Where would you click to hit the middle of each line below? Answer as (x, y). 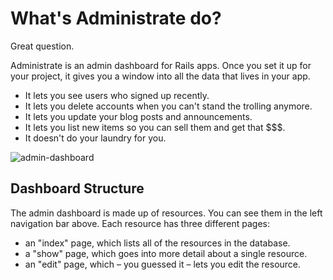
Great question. (42, 46)
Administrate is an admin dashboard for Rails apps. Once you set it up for (161, 65)
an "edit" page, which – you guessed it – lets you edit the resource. (163, 264)
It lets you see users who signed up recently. (117, 95)
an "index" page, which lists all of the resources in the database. (157, 243)
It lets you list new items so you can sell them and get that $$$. (155, 127)
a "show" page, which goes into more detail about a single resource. (166, 253)
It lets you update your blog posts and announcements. (138, 116)
